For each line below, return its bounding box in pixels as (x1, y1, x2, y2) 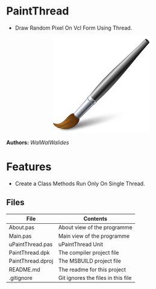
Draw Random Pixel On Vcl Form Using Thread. (14, 24, 133, 31)
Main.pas (8, 232, 32, 240)
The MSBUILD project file (58, 258, 122, 265)
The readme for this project (58, 265, 126, 273)
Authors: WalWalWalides (6, 139, 69, 146)
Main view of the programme (58, 232, 130, 240)
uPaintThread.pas (8, 240, 53, 248)
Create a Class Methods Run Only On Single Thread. (14, 180, 146, 187)
